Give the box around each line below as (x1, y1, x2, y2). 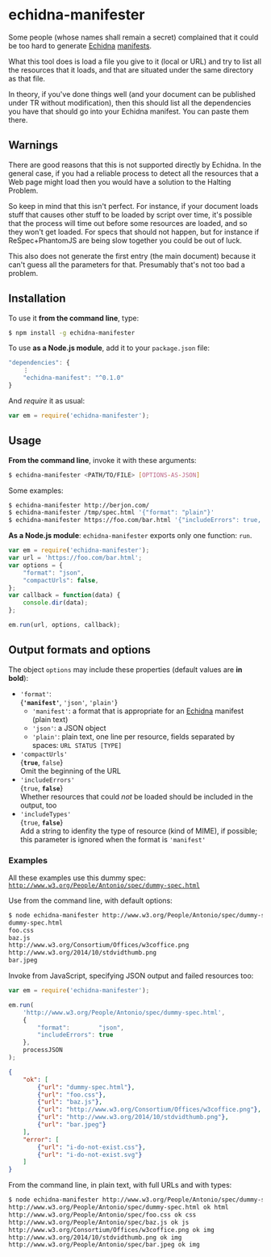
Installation (8, 292, 66, 306)
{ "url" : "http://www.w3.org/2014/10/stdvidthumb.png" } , (37, 1113, 229, 1121)
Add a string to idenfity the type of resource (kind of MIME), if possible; (19, 825, 258, 836)
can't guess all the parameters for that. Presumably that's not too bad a (8, 260, 246, 269)
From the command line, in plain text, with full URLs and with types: (8, 1180, 232, 1190)
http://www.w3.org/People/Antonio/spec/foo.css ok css (8, 1210, 197, 1219)
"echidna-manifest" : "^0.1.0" (23, 374, 125, 382)
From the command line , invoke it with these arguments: (8, 455, 197, 465)
